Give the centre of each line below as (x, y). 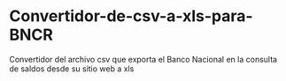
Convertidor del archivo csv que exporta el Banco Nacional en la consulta (143, 59)
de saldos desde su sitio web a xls (72, 69)
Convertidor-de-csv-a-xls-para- (131, 16)
